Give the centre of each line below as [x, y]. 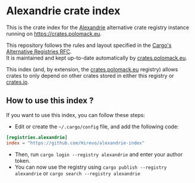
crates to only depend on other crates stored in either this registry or [90, 75]
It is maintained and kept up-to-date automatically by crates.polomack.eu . [97, 58]
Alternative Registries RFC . [39, 51]
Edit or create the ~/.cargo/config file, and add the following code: [97, 127]
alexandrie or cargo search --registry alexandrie [78, 173]
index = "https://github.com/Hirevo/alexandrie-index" [76, 143]
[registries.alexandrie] [37, 137]
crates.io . [18, 82]
